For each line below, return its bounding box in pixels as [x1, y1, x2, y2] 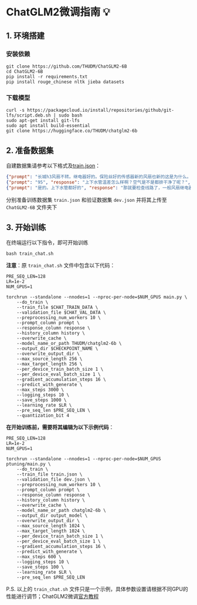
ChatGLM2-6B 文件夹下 [6, 204, 57, 211]
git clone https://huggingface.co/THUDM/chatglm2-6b [6, 128, 138, 134]
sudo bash [58, 112, 83, 118]
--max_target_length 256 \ [16, 361, 83, 367]
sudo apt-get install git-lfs [6, 118, 80, 124]
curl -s [6, 107, 25, 114]
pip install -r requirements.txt [6, 74, 88, 79]
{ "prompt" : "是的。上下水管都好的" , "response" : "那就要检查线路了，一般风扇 [6, 185, 181, 191]
